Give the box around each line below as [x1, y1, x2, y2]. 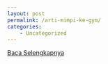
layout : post [7, 10, 45, 17]
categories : [7, 23, 42, 30]
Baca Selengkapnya [7, 49, 65, 57]
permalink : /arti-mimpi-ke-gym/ [7, 17, 101, 24]
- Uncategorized [20, 29, 68, 37]
